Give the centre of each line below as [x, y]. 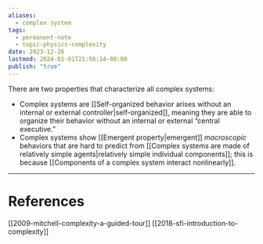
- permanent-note [43, 37]
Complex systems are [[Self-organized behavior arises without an [125, 104]
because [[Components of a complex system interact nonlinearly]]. [128, 162]
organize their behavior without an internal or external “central [120, 120]
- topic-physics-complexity [61, 45]
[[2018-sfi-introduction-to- [195, 223]
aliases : [22, 15]
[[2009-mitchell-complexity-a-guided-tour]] [79, 223]
